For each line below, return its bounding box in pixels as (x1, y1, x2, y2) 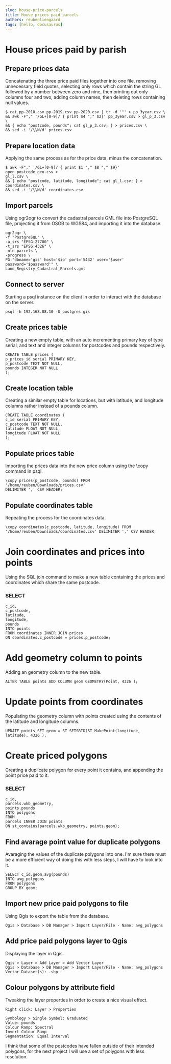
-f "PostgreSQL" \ (5, 234, 44, 240)
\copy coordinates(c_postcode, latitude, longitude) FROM (5, 524, 131, 530)
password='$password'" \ (5, 262, 58, 267)
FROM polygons (5, 881, 36, 886)
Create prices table (5, 323, 68, 332)
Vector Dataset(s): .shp (5, 969, 58, 974)
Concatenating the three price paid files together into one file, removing (5, 78, 156, 84)
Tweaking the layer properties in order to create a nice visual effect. (5, 997, 148, 1003)
